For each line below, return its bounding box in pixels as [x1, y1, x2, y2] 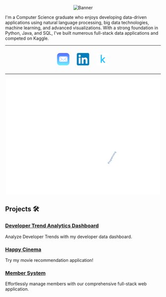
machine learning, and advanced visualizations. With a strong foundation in [5, 25, 158, 31]
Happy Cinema [5, 246, 41, 253]
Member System [5, 269, 46, 276]
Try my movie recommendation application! [5, 257, 94, 263]
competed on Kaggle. [5, 35, 49, 41]
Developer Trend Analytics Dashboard [5, 222, 99, 229]
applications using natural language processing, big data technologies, [5, 20, 149, 25]
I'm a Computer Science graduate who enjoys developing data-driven [5, 14, 147, 20]
